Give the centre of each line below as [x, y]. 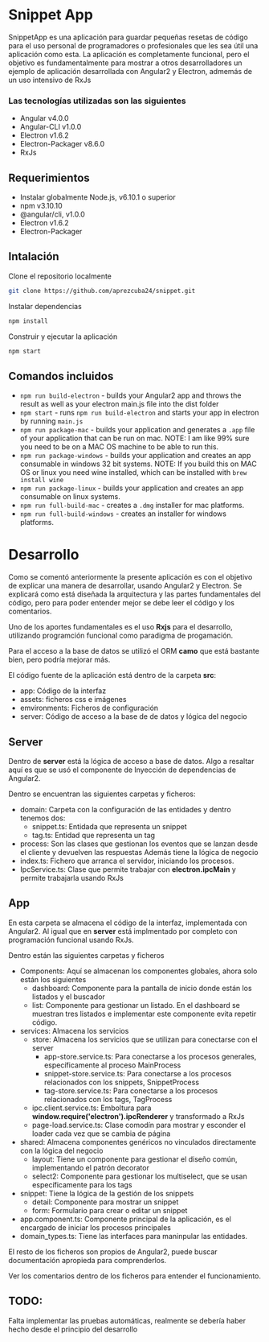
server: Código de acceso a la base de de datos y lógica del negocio [133, 716]
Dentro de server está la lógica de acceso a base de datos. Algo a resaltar [131, 762]
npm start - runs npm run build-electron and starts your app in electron [139, 413]
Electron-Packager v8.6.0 [62, 144]
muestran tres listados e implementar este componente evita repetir [144, 1014]
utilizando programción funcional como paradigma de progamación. [121, 636]
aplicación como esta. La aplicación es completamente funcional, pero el [129, 54]
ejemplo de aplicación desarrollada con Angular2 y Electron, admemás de [130, 71]
